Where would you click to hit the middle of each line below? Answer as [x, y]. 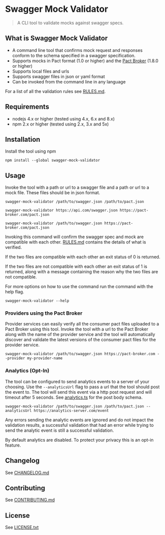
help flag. [15, 292]
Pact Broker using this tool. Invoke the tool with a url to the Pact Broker [77, 329]
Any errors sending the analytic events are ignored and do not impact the [79, 420]
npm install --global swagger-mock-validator [52, 161]
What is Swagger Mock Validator [56, 38]
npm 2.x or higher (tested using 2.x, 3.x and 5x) [61, 124]
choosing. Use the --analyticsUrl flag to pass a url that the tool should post [82, 387]
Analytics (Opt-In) [27, 370]
